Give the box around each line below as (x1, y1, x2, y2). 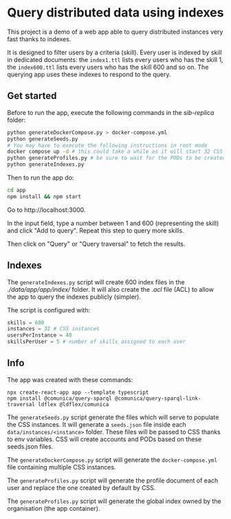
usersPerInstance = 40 (7, 332, 72, 339)
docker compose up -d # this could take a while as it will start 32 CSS (7, 148, 223, 156)
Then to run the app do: (7, 173, 74, 182)
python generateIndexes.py (7, 161, 85, 168)
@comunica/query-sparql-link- (114, 394, 201, 402)
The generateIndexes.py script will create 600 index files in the (7, 277, 185, 286)
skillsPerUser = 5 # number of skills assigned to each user (7, 339, 186, 346)
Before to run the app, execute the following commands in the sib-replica (7, 108, 214, 116)
